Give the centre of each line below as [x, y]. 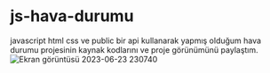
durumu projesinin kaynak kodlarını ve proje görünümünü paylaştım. [134, 49]
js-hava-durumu [72, 16]
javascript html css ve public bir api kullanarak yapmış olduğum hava [135, 40]
